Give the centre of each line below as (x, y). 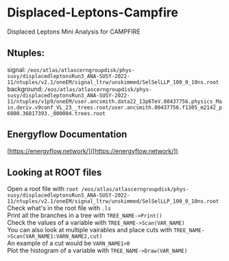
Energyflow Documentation (67, 135)
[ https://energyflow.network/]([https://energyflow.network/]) (93, 151)
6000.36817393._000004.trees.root (57, 113)
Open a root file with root (43, 189)
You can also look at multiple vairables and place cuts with (90, 230)
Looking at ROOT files (55, 172)
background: (25, 89)
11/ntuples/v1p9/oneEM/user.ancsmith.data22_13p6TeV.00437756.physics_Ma (115, 101)
